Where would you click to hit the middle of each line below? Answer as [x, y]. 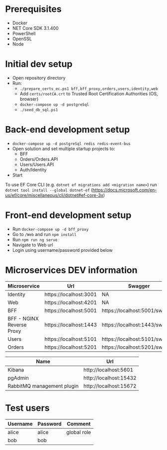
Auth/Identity [33, 169]
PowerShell [24, 33]
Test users [27, 408]
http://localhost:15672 [110, 386]
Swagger [139, 286]
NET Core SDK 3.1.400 [35, 28]
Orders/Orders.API [39, 159]
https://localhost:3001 [71, 294]
